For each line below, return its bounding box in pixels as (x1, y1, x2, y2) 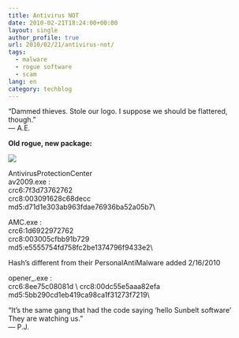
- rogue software (15, 63, 73, 71)
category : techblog (8, 84, 73, 93)
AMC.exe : (8, 218, 42, 227)
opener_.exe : (8, 273, 53, 283)
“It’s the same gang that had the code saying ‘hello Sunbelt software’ (8, 306, 232, 315)
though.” (8, 115, 36, 125)
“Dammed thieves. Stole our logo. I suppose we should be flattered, (8, 107, 228, 116)
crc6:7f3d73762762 (8, 186, 73, 195)
